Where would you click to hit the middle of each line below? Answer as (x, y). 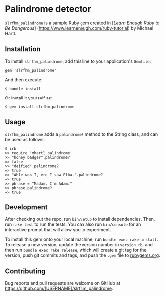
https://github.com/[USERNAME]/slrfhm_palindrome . (59, 288)
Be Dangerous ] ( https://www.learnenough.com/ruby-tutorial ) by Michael (79, 28)
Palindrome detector (48, 9)
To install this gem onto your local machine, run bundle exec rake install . (82, 239)
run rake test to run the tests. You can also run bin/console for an (73, 224)
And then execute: (24, 79)
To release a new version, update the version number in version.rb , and (79, 245)
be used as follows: (25, 139)
